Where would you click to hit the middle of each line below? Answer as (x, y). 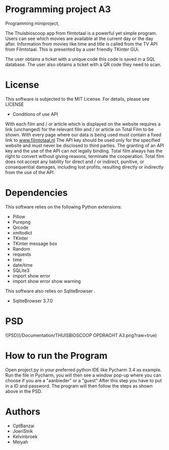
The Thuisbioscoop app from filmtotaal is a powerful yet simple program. (81, 33)
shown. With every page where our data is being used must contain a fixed (83, 135)
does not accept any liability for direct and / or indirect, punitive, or (75, 161)
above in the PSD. (24, 391)
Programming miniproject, (32, 23)
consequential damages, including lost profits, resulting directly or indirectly (85, 167)
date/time (23, 265)
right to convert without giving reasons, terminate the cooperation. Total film (85, 156)
